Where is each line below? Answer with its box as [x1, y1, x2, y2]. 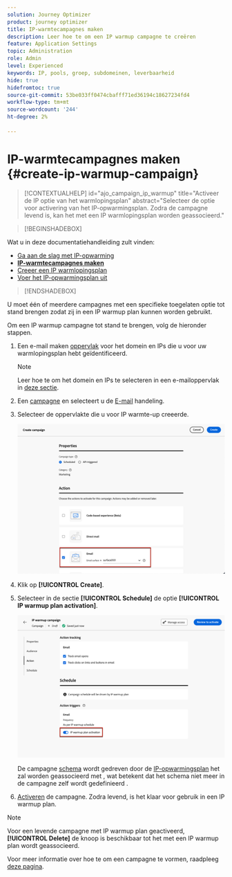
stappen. [7, 328, 32, 336]
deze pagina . [7, 862, 44, 871]
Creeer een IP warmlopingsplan [17, 266, 108, 274]
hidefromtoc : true [7, 84, 60, 91]
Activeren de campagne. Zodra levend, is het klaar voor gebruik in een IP [17, 793, 225, 801]
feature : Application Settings [7, 40, 97, 48]
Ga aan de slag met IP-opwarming [17, 251, 115, 260]
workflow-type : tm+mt [7, 99, 70, 106]
